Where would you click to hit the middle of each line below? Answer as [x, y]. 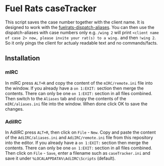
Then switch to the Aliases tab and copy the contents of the [66, 98]
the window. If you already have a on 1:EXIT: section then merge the [74, 88]
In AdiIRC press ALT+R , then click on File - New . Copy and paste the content [81, 132]
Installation [23, 59]
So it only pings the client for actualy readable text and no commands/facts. [82, 43]
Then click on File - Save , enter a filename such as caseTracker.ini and [78, 153]
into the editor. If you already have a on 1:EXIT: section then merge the [77, 142]
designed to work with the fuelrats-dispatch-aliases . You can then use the [80, 27]
